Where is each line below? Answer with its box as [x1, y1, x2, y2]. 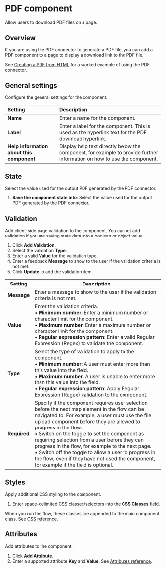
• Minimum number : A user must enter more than [34, 361, 150, 368]
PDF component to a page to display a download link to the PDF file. [5, 52, 144, 58]
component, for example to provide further [59, 149, 158, 156]
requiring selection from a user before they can [34, 436, 144, 443]
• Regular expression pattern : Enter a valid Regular [34, 334, 155, 341]
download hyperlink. [59, 135, 107, 142]
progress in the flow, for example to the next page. [34, 443, 152, 450]
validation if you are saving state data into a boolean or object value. [5, 233, 144, 239]
